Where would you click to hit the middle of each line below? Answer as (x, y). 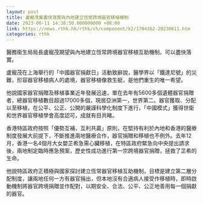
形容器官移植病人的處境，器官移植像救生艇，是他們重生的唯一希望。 (101, 80)
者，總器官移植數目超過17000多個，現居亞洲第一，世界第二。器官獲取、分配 (101, 101)
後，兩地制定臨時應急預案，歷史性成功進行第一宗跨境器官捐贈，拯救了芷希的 (101, 151)
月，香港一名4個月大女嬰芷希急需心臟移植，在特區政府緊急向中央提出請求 (98, 143)
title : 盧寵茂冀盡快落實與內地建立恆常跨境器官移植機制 (67, 17)
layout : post (23, 12)
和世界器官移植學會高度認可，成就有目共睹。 (62, 116)
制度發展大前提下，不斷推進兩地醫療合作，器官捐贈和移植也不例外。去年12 (99, 136)
